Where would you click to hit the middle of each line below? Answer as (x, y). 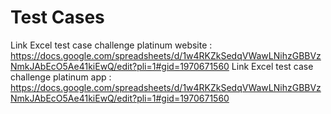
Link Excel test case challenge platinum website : (111, 45)
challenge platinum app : (61, 77)
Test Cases (57, 17)
